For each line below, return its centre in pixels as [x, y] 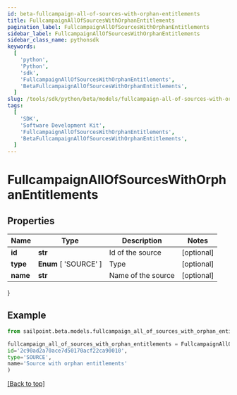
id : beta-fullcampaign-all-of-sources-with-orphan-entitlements [104, 14]
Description [142, 241]
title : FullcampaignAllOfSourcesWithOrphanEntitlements [91, 20]
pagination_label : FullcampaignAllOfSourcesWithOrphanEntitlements [109, 27]
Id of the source [135, 253]
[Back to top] [26, 384]
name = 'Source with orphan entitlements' [68, 364]
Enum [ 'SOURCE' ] [70, 264]
